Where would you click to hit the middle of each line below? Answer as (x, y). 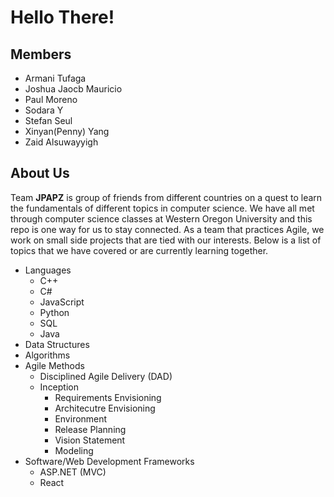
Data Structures (57, 344)
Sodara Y (44, 110)
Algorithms (47, 355)
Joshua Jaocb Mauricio (73, 89)
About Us (40, 173)
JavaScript (62, 302)
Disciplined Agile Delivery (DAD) (106, 376)
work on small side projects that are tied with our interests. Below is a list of (166, 240)
